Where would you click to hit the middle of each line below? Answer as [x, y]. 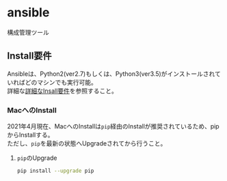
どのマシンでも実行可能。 [61, 82]
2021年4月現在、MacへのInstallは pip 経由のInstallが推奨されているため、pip [113, 126]
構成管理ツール [28, 32]
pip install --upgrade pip [55, 171]
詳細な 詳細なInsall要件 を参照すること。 [63, 91]
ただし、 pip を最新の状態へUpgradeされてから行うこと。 [87, 143]
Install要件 [30, 56]
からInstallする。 [30, 135]
